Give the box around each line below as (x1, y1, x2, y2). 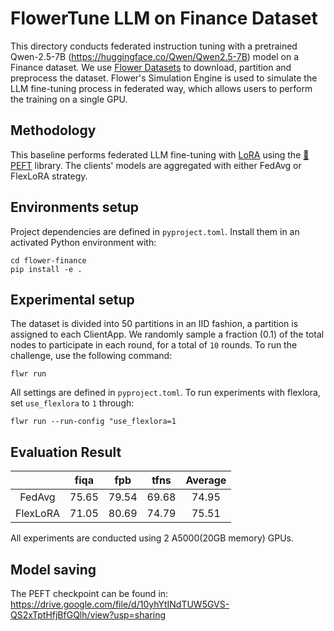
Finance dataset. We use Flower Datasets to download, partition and (10, 61, 292, 73)
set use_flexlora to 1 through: (10, 397, 135, 409)
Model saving (10, 561, 97, 578)
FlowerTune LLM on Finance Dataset (10, 7, 318, 30)
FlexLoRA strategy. (10, 170, 88, 182)
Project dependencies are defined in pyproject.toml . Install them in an (10, 225, 300, 237)
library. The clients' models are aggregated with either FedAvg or (34, 159, 302, 171)
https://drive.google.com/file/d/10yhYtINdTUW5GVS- (10, 598, 230, 610)
